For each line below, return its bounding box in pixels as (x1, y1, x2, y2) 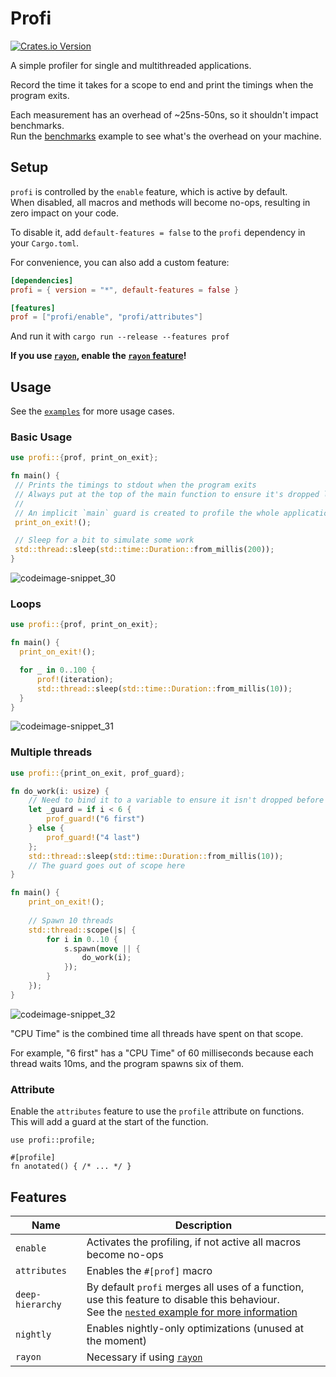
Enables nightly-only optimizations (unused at (86, 1321, 304, 1335)
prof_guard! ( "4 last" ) (46, 832, 141, 842)
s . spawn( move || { (63, 943, 141, 954)
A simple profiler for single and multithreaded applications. (10, 59, 252, 71)
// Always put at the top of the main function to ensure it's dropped (14, 489, 320, 499)
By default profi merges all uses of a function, (86, 1280, 305, 1294)
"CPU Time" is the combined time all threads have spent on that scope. (10, 1027, 304, 1039)
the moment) (86, 1333, 148, 1347)
